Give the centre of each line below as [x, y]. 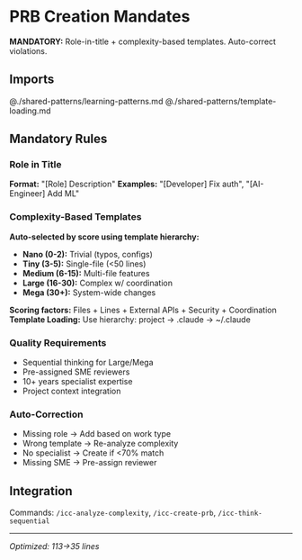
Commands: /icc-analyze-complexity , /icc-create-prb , [113, 513]
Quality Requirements [58, 342]
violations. [28, 50]
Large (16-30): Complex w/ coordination [98, 283]
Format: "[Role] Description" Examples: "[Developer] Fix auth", [127, 184]
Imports [32, 80]
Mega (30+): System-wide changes [89, 292]
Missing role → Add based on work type [97, 434]
